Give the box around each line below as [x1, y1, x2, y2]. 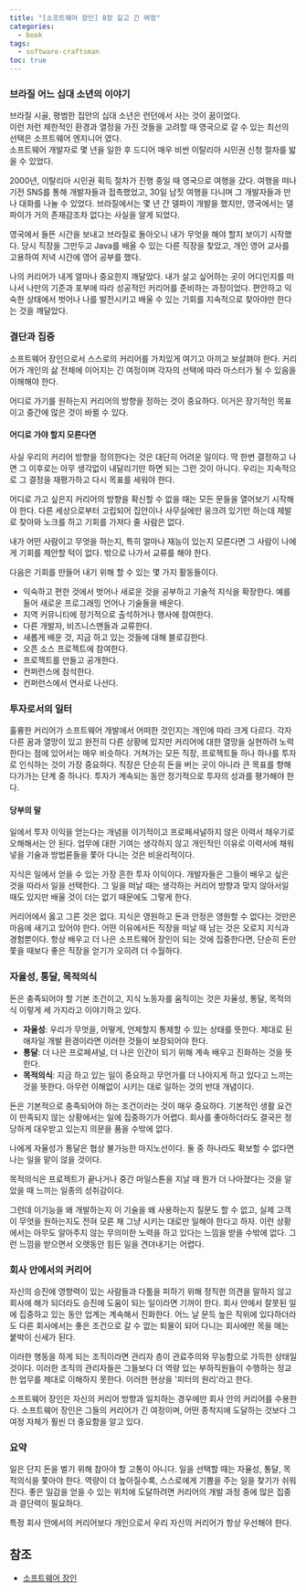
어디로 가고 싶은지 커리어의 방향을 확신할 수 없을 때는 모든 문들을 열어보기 [9, 493, 270, 504]
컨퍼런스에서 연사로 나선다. [22, 677, 119, 688]
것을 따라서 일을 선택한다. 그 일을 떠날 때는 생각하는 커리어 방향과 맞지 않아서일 [9, 880, 290, 891]
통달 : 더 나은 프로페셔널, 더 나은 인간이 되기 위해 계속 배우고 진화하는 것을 [22, 1047, 283, 1058]
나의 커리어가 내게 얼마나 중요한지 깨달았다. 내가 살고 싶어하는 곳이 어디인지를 [9, 271, 285, 282]
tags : [9, 38, 30, 48]
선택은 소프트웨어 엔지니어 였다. [9, 133, 122, 144]
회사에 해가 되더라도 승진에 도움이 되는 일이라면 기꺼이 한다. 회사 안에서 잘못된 [9, 1297, 288, 1308]
